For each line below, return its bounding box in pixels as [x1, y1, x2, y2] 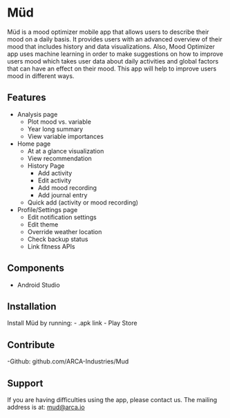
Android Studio [17, 281, 60, 289]
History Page [27, 161, 65, 170]
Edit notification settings [27, 213, 97, 221]
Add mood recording [37, 183, 97, 191]
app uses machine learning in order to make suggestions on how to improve [7, 50, 223, 58]
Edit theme [27, 220, 59, 229]
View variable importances [27, 132, 104, 140]
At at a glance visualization [27, 146, 104, 155]
